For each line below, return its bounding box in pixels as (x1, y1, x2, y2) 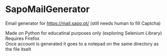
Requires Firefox (5, 35, 40, 41)
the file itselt (5, 46, 32, 52)
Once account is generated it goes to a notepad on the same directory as (5, 40, 159, 46)
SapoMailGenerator (5, 4, 90, 15)
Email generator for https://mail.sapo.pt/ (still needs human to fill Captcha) (5, 20, 161, 26)
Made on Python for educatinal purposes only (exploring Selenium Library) (5, 30, 162, 36)
